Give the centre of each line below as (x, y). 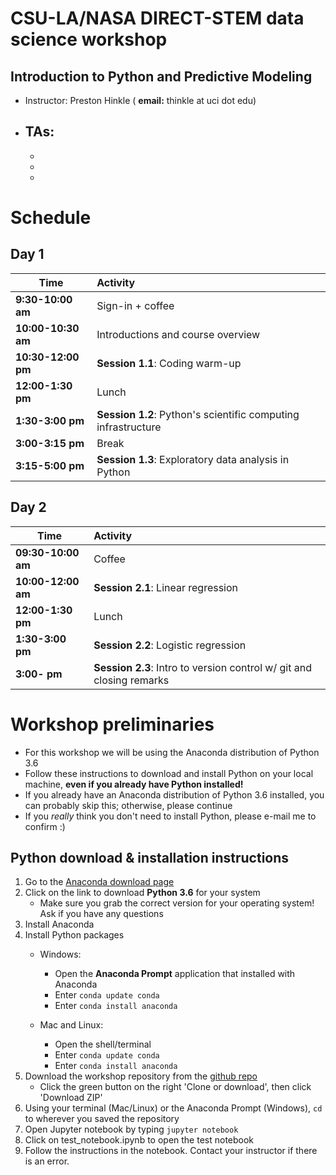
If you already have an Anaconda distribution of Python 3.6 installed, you (174, 794)
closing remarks (131, 680)
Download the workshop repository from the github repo (141, 1076)
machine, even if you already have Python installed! (134, 784)
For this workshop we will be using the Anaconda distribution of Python (172, 752)
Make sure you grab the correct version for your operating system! (177, 903)
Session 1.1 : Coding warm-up (169, 363)
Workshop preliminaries (112, 724)
